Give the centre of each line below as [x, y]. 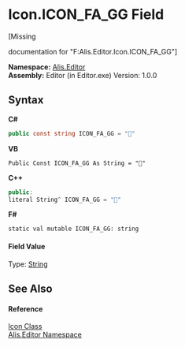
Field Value [27, 246]
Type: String [28, 264]
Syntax [26, 100]
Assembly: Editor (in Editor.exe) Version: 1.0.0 [83, 75]
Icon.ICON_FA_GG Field [86, 15]
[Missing [22, 36]
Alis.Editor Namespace [45, 335]
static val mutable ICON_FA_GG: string [74, 229]
